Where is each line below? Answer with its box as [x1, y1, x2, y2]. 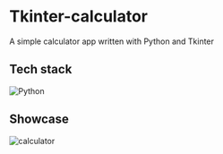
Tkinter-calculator [9, 6, 148, 27]
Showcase [9, 112, 70, 127]
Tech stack [9, 62, 73, 77]
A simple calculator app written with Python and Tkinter [9, 36, 215, 47]
